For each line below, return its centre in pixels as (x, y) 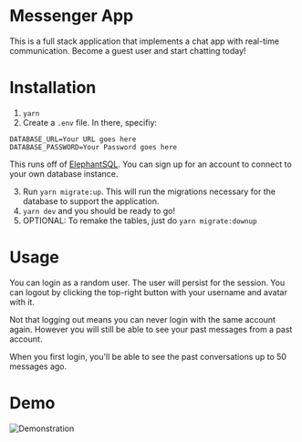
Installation (53, 88)
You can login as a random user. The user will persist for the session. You (147, 283)
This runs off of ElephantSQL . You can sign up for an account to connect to (151, 164)
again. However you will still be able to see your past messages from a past (151, 329)
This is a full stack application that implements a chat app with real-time (145, 41)
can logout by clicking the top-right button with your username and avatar (148, 292)
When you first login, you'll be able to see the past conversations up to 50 (148, 356)
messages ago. (38, 366)
